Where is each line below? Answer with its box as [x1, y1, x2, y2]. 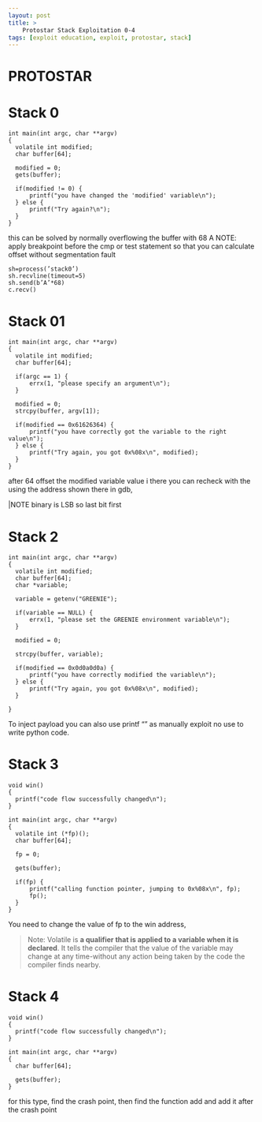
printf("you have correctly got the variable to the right [28, 428, 227, 436]
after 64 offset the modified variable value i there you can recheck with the [8, 477, 251, 486]
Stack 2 [8, 528, 59, 545]
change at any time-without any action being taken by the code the [27, 952, 245, 961]
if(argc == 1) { [15, 372, 68, 381]
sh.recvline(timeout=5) [8, 272, 87, 280]
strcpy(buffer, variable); [15, 650, 104, 659]
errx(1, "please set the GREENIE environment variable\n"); [28, 616, 231, 624]
